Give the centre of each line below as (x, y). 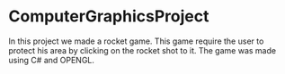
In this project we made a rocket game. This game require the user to (136, 41)
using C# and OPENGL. (52, 60)
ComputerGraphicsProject (109, 16)
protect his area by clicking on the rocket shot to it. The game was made (142, 50)
